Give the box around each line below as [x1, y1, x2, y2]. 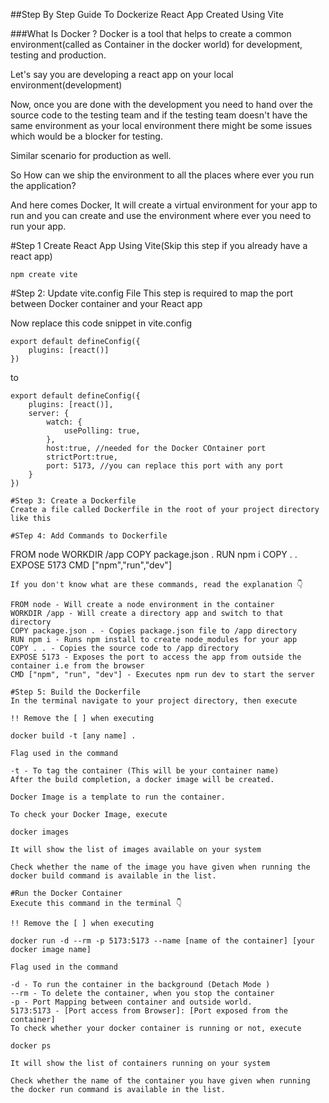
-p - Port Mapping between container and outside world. [10, 997, 253, 1007]
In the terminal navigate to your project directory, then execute [10, 696, 298, 706]
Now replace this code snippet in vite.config [10, 317, 193, 329]
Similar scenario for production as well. [10, 150, 172, 161]
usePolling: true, [63, 426, 141, 436]
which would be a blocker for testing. [10, 130, 163, 142]
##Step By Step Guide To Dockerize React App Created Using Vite [10, 9, 284, 20]
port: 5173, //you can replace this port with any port [46, 461, 284, 471]
